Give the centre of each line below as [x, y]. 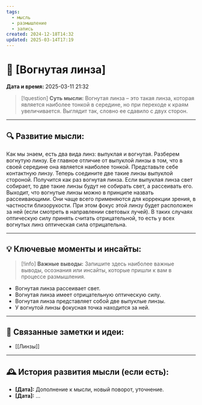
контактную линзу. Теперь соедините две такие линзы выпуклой [90, 173]
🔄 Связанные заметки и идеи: [65, 332]
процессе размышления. [53, 276]
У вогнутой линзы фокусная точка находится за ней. [82, 307]
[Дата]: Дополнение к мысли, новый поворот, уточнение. [89, 389]
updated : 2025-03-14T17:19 [40, 40]
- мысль [21, 18]
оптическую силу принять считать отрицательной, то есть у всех [90, 218]
